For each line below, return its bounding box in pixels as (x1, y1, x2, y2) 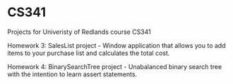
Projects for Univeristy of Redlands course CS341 (7, 28, 151, 36)
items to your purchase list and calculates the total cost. (7, 49, 170, 57)
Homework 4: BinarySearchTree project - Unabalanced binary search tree (7, 62, 222, 71)
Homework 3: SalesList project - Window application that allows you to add (7, 41, 226, 49)
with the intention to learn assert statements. (7, 70, 138, 78)
